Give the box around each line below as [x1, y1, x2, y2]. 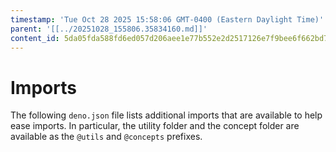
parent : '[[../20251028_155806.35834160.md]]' [10, 24, 208, 34]
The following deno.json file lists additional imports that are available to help [10, 109, 323, 121]
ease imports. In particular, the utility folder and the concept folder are [10, 120, 300, 132]
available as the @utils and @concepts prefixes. [10, 131, 203, 143]
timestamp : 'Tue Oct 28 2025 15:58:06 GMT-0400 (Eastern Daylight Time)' [10, 14, 325, 25]
